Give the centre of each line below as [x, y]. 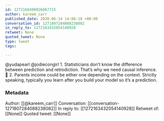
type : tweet [17, 42]
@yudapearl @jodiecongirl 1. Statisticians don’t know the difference [74, 64]
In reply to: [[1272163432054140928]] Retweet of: [109, 108]
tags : [11, 46]
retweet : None [20, 32]
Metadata [17, 93]
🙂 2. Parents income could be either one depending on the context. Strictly [81, 74]
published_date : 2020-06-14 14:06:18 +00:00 [51, 19]
